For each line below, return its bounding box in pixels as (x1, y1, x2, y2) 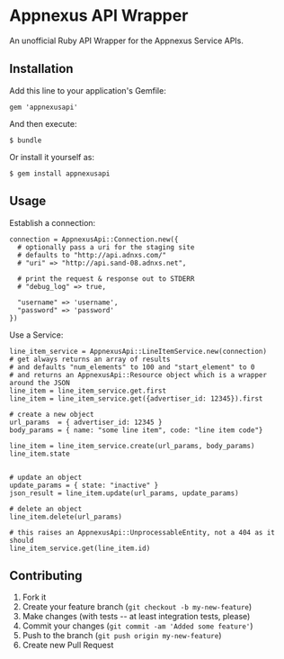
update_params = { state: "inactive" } (9, 481, 159, 490)
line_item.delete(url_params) (9, 512, 123, 521)
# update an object (9, 473, 83, 482)
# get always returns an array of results (9, 355, 171, 364)
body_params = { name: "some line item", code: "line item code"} (9, 425, 263, 435)
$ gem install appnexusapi (9, 168, 111, 178)
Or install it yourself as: (9, 151, 94, 162)
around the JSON (9, 378, 70, 387)
